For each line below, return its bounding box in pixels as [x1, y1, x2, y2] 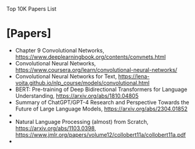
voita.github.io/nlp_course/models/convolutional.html [15, 79, 150, 86]
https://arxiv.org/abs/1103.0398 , [15, 125, 96, 132]
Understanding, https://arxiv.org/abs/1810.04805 [15, 92, 139, 100]
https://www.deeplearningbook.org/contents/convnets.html [15, 53, 166, 60]
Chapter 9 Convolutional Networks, [15, 46, 105, 54]
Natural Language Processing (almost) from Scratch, [15, 118, 149, 125]
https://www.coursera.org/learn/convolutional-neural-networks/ [15, 66, 178, 73]
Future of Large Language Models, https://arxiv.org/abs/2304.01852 [15, 105, 188, 112]
